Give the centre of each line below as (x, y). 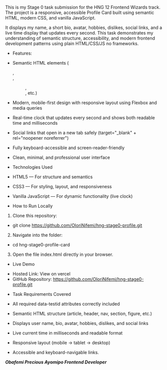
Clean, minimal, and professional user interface (61, 157)
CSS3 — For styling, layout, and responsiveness (62, 187)
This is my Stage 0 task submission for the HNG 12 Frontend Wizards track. (83, 7)
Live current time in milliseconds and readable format (67, 333)
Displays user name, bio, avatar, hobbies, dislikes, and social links (80, 323)
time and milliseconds (35, 123)
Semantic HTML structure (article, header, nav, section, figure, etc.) (82, 313)
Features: (22, 53)
